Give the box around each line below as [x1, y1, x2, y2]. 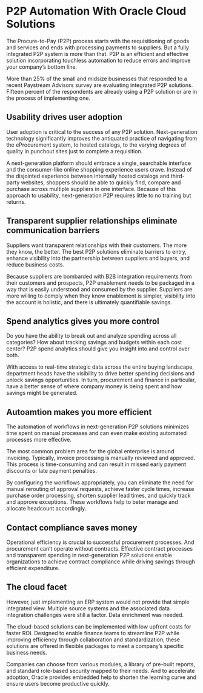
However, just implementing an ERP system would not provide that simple [6, 598, 190, 605]
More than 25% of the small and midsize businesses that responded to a [6, 75, 187, 82]
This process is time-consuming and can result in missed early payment [6, 461, 187, 468]
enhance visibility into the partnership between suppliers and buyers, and [6, 254, 190, 262]
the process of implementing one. [6, 94, 91, 102]
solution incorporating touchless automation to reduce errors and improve [6, 57, 191, 64]
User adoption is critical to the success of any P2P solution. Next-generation [6, 128, 198, 135]
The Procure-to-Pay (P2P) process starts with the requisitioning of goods [6, 37, 190, 44]
